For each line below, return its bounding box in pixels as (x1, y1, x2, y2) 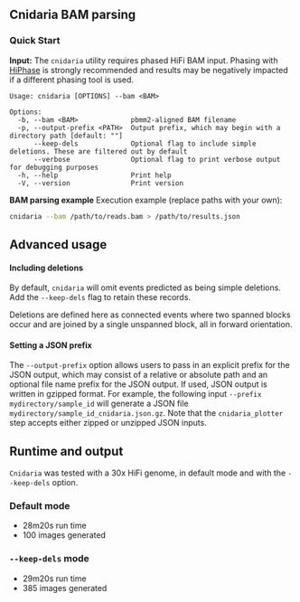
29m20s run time (22, 573, 88, 584)
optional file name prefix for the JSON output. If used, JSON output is (9, 379, 268, 390)
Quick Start (9, 34, 61, 47)
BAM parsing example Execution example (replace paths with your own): (9, 194, 283, 205)
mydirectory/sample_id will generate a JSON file (9, 398, 189, 409)
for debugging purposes (9, 163, 99, 172)
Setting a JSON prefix (9, 339, 92, 351)
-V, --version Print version (17, 178, 183, 188)
